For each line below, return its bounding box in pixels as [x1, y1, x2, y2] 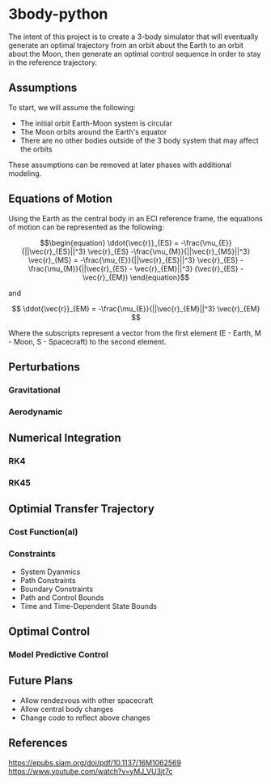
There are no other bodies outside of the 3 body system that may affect [19, 135, 259, 145]
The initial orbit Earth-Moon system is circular [19, 118, 172, 128]
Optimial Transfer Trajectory [8, 502, 155, 516]
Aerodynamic [8, 406, 63, 418]
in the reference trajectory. [8, 58, 98, 67]
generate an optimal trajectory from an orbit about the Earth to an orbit [8, 40, 244, 49]
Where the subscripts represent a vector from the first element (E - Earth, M [8, 328, 261, 337]
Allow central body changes [19, 704, 114, 713]
